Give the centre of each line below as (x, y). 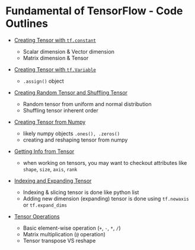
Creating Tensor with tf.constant (55, 40)
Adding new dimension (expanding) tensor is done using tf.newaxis (106, 198)
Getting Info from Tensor (44, 151)
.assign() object (44, 81)
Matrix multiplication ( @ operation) (64, 234)
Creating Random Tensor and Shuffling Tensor (71, 92)
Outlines (27, 24)
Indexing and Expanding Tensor (53, 180)
